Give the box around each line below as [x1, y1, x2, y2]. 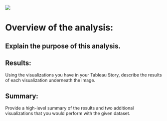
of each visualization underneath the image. [5, 77, 96, 83]
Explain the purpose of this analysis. [5, 41, 121, 50]
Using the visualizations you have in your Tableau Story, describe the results [5, 72, 162, 78]
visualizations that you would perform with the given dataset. [5, 110, 131, 116]
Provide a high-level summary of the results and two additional [5, 105, 134, 111]
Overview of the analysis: [5, 22, 114, 33]
